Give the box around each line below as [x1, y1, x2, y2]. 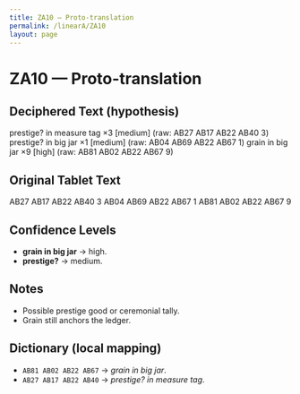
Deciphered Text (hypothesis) [9, 104, 180, 119]
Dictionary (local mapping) [9, 341, 162, 356]
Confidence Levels [9, 222, 116, 237]
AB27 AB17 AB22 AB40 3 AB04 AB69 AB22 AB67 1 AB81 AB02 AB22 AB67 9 [9, 196, 292, 207]
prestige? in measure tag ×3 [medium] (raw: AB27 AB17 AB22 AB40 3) [9, 127, 270, 139]
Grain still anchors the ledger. [21, 314, 132, 325]
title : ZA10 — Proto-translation [9, 13, 134, 22]
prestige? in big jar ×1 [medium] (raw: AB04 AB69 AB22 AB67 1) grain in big [9, 137, 288, 148]
